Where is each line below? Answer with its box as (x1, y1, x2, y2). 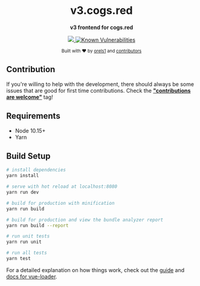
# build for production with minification (6, 200, 115, 206)
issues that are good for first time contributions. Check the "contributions (6, 87, 191, 94)
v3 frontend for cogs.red (69, 24, 134, 31)
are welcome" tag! (6, 93, 53, 101)
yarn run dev (6, 189, 39, 195)
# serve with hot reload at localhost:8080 (6, 184, 118, 190)
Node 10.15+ (15, 127, 46, 134)
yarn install (6, 173, 39, 179)
